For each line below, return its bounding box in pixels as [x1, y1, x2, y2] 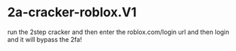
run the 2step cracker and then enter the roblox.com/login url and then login [7, 28, 230, 36]
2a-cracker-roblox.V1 [7, 4, 137, 21]
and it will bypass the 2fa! [7, 35, 82, 43]
